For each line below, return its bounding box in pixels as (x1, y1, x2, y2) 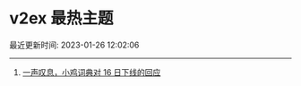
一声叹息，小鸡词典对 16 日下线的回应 (21, 66, 161, 77)
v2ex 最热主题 (9, 8, 114, 29)
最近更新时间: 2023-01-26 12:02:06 (9, 39, 140, 50)
